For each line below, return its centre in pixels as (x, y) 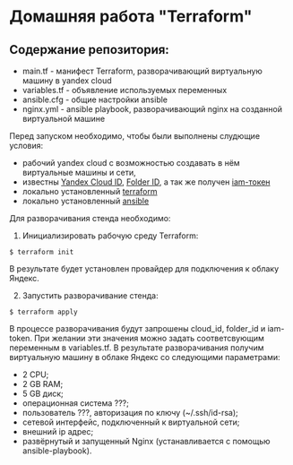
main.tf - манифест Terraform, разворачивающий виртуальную (142, 71)
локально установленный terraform (90, 191)
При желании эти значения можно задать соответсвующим (149, 338)
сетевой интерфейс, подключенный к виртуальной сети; (131, 422)
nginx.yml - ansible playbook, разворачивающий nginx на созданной (152, 109)
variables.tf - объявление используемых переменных (125, 90)
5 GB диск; (43, 393)
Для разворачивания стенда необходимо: (90, 218)
